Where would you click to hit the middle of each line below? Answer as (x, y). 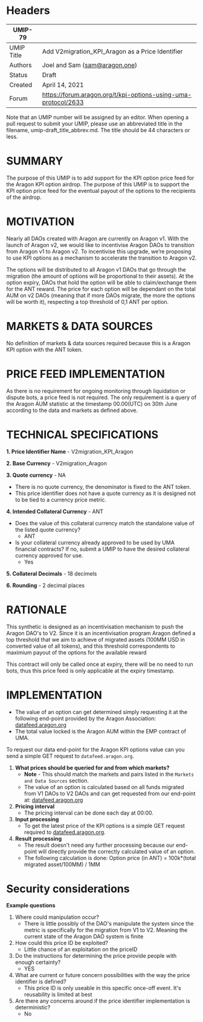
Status (18, 75)
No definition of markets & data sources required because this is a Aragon (98, 343)
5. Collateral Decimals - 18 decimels (52, 573)
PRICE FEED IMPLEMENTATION (85, 374)
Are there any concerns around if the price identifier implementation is (102, 1001)
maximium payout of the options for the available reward (76, 652)
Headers (28, 11)
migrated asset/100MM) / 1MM (62, 864)
